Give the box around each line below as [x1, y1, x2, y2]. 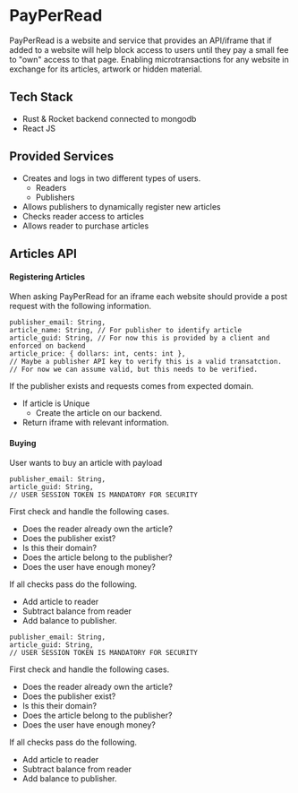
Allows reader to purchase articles [21, 220, 149, 231]
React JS [21, 123, 56, 134]
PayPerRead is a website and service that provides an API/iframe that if [9, 35, 272, 46]
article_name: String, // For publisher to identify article [9, 326, 243, 335]
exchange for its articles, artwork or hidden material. [9, 64, 203, 74]
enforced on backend [9, 341, 87, 350]
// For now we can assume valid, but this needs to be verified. [9, 365, 258, 375]
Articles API [9, 246, 78, 261]
